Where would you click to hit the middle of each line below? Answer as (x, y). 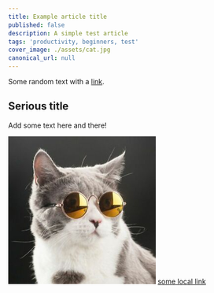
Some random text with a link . (56, 82)
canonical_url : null (42, 58)
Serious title (39, 106)
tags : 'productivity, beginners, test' (74, 42)
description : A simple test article (68, 33)
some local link (181, 281)
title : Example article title (58, 17)
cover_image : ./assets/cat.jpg (59, 50)
